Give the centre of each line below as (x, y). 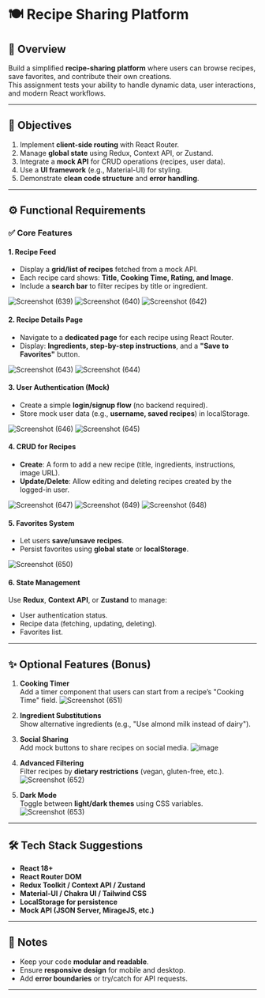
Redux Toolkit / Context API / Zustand (82, 885)
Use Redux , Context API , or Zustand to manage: (88, 600)
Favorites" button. (50, 354)
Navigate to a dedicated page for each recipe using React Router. (127, 337)
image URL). (40, 473)
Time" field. (38, 701)
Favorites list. (41, 632)
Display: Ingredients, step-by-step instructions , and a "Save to (124, 346)
